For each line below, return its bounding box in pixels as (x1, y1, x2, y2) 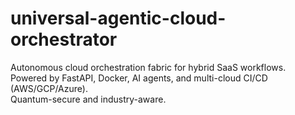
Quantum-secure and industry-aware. (10, 93, 167, 105)
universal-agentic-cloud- (10, 7, 227, 30)
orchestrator (10, 28, 118, 51)
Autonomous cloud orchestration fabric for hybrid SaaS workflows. (10, 61, 287, 73)
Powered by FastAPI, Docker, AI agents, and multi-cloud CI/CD (10, 72, 268, 84)
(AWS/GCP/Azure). (10, 82, 88, 94)
